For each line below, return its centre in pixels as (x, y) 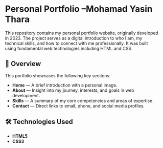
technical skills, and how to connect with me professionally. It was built (77, 43)
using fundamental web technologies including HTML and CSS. (69, 48)
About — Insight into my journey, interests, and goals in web (73, 90)
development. (26, 95)
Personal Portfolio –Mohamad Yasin (79, 9)
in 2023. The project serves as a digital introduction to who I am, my (74, 38)
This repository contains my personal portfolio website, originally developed (81, 33)
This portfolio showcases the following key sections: (58, 75)
